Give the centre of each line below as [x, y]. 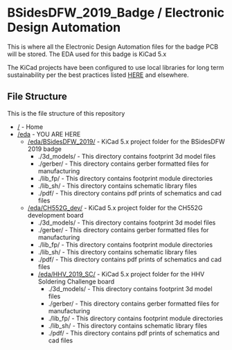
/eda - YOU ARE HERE [49, 134]
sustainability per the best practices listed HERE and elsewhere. [98, 75]
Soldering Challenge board [76, 281]
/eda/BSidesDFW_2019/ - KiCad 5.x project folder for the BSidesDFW [126, 141]
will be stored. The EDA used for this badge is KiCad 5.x [87, 54]
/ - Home [30, 127]
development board [55, 215]
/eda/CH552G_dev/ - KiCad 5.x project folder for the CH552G [115, 208]
